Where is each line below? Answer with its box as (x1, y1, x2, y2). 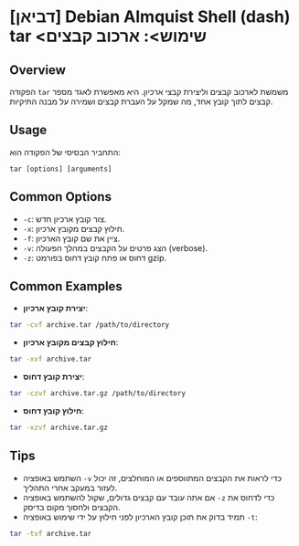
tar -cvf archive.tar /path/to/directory (9, 320, 170, 330)
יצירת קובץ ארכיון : (22, 303, 89, 314)
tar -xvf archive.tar (9, 354, 92, 364)
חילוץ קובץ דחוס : (22, 405, 85, 416)
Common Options (9, 189, 112, 205)
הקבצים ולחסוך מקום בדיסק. (22, 501, 121, 512)
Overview (9, 62, 67, 78)
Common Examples (9, 278, 123, 294)
